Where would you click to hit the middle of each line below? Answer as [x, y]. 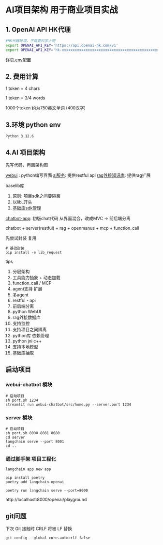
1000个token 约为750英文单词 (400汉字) [46, 108]
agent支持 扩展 [27, 289]
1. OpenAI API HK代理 [38, 29]
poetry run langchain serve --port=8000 [47, 491]
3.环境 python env [33, 125]
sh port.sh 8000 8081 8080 [33, 433]
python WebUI [27, 312]
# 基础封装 [15, 248]
